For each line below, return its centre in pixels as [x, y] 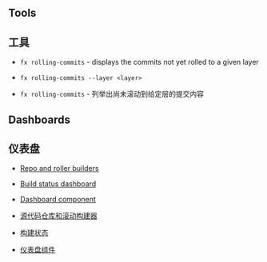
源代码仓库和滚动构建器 [58, 216]
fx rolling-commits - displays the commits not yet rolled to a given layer [139, 62]
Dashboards [39, 119]
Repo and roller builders [59, 169]
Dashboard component [58, 200]
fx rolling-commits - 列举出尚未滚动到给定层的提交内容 [112, 94]
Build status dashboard [58, 184]
